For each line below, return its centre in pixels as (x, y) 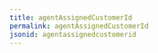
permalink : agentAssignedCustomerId (79, 26)
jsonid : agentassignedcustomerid (73, 34)
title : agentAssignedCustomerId (71, 18)
